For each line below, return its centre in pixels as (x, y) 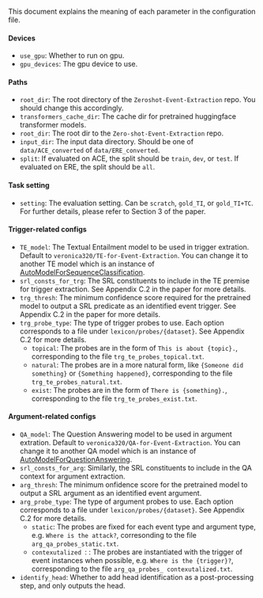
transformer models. (53, 125)
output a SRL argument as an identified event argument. (111, 493)
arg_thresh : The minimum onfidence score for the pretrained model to (133, 485)
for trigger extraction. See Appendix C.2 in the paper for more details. (133, 289)
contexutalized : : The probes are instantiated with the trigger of (137, 552)
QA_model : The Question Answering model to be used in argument (126, 434)
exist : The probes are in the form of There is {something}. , (129, 390)
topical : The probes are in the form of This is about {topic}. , (135, 348)
